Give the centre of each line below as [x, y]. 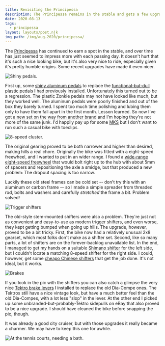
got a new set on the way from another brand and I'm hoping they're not [78, 117]
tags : [11, 23]
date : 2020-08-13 [23, 19]
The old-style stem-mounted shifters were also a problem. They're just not [81, 216]
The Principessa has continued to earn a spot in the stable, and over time [79, 51]
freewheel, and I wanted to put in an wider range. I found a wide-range [77, 157]
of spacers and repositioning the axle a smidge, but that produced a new [79, 167]
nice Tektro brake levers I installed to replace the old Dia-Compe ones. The [81, 288]
